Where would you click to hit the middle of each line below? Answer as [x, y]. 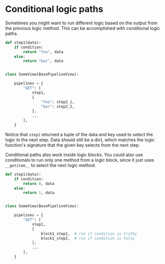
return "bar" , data [43, 61]
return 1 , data [39, 193]
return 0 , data [39, 183]
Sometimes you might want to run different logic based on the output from [82, 23]
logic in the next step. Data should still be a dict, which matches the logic [80, 140]
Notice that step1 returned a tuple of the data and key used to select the [79, 134]
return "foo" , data [43, 52]
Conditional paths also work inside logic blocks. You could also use [74, 155]
